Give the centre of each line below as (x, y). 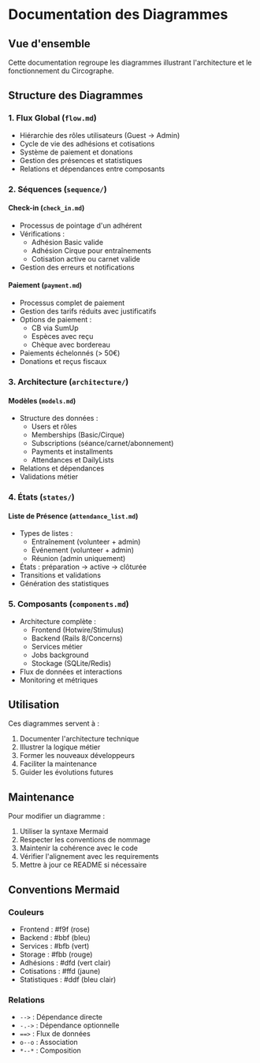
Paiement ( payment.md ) (45, 285)
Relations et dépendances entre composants (92, 169)
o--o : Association (49, 1043)
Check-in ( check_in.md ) (46, 208)
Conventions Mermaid (64, 889)
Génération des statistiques (64, 584)
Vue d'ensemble (49, 44)
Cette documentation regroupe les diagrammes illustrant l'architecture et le (130, 62)
